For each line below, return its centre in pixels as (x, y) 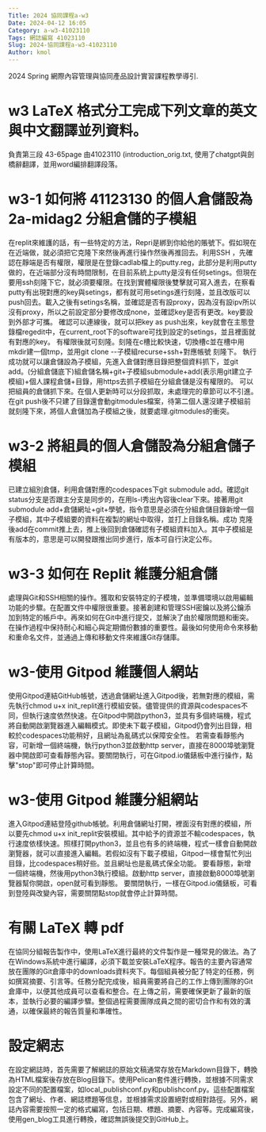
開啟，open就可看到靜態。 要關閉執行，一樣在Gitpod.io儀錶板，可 (143, 883)
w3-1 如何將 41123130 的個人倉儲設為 (131, 200)
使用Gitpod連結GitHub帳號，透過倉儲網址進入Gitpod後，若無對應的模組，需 (131, 696)
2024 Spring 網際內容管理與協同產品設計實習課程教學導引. (103, 76)
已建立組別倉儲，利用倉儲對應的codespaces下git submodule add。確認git (129, 489)
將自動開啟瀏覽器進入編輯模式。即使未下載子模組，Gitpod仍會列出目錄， (127, 725)
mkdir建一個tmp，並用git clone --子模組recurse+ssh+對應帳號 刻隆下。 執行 (133, 351)
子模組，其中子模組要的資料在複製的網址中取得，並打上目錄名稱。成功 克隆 (131, 519)
